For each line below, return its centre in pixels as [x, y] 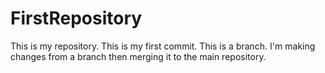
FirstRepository [76, 18]
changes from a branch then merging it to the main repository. [138, 56]
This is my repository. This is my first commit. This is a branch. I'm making [163, 46]
